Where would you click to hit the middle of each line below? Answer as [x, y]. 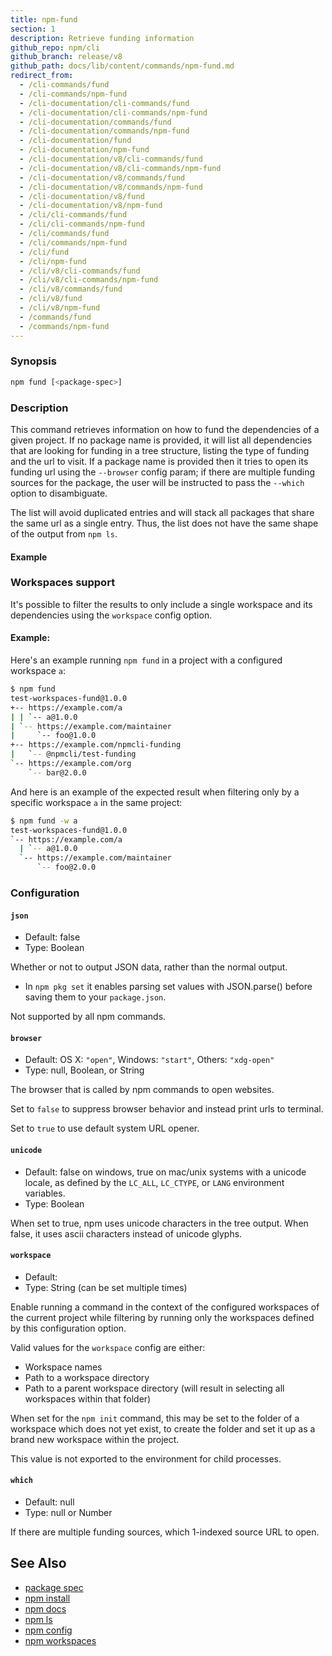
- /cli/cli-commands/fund [73, 215]
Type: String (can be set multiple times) [106, 1287]
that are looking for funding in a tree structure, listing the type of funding [160, 450]
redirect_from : [42, 76]
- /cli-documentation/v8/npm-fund [91, 206]
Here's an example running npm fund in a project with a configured [146, 660]
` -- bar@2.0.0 [57, 772]
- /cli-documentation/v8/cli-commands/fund [111, 159]
